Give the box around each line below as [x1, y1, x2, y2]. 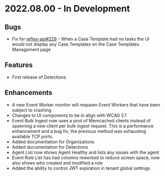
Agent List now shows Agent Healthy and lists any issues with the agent [11, 149, 160, 155]
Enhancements [4, 88, 53, 97]
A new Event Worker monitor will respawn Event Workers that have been [11, 101, 161, 107]
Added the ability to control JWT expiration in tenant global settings [11, 165, 150, 171]
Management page [11, 47, 51, 52]
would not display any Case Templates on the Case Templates [11, 41, 140, 47]
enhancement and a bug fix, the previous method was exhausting [11, 128, 146, 134]
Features [4, 61, 33, 70]
